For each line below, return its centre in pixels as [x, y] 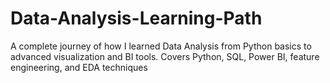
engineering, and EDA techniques [79, 67]
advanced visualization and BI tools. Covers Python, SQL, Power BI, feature [165, 56]
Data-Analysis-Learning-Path [136, 18]
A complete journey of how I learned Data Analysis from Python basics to [161, 46]
